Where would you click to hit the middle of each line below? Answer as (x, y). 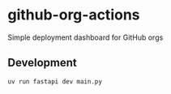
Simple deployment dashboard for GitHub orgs (85, 37)
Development (43, 63)
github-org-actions (74, 15)
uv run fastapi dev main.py (55, 81)
